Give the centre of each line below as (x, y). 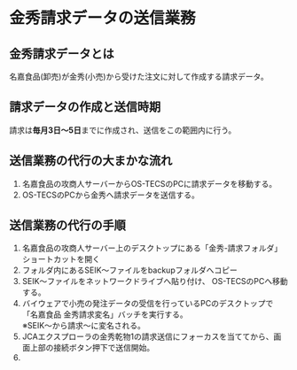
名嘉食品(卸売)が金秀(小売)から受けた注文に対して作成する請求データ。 (139, 77)
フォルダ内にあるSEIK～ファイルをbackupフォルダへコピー (129, 270)
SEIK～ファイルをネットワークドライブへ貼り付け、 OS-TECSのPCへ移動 (155, 281)
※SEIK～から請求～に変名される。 (84, 326)
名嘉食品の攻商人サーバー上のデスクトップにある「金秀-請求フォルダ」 (152, 248)
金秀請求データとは (62, 54)
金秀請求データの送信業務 (103, 18)
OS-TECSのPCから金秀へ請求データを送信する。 (110, 195)
